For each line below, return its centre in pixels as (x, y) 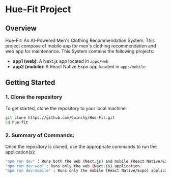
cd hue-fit (17, 122)
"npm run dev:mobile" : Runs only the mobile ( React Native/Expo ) (77, 171)
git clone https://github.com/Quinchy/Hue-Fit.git (60, 118)
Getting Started (30, 83)
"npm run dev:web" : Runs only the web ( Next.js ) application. (74, 166)
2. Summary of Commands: (40, 135)
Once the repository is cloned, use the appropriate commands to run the (81, 146)
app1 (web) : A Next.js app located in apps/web (60, 61)
